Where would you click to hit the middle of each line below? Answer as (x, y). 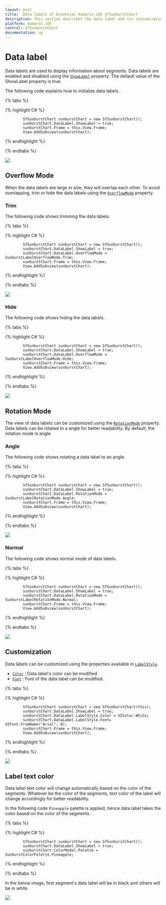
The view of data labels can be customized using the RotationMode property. (83, 423)
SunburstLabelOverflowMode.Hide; (40, 359)
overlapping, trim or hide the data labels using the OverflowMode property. (80, 193)
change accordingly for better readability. (47, 799)
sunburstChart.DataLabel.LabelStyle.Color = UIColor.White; (86, 715)
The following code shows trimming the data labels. (58, 216)
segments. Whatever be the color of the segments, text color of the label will (83, 793)
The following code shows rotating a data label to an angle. (65, 457)
